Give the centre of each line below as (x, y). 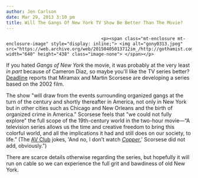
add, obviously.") (27, 146)
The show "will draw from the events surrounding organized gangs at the (95, 96)
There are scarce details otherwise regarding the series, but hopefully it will (98, 157)
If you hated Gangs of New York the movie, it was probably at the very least (98, 65)
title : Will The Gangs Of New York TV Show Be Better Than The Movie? (95, 22)
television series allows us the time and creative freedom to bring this (90, 127)
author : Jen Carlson (32, 12)
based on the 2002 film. (35, 84)
